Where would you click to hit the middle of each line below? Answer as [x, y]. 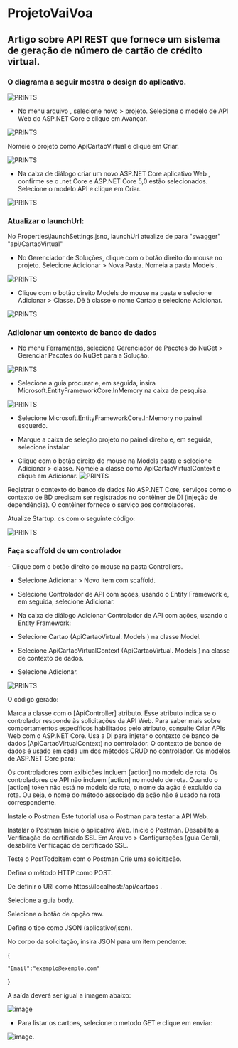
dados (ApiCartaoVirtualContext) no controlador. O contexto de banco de [114, 743]
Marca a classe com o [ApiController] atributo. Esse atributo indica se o [112, 713]
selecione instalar [43, 447]
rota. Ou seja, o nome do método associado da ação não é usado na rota [114, 795]
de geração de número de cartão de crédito [105, 50]
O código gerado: [33, 699]
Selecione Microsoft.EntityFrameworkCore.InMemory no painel [110, 418]
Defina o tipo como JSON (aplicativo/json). [70, 927]
